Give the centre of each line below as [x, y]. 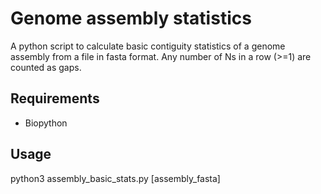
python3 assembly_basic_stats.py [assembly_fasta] [115, 178]
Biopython [46, 123]
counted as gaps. [46, 67]
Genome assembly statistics [131, 18]
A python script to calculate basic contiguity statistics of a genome [148, 46]
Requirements [55, 98]
